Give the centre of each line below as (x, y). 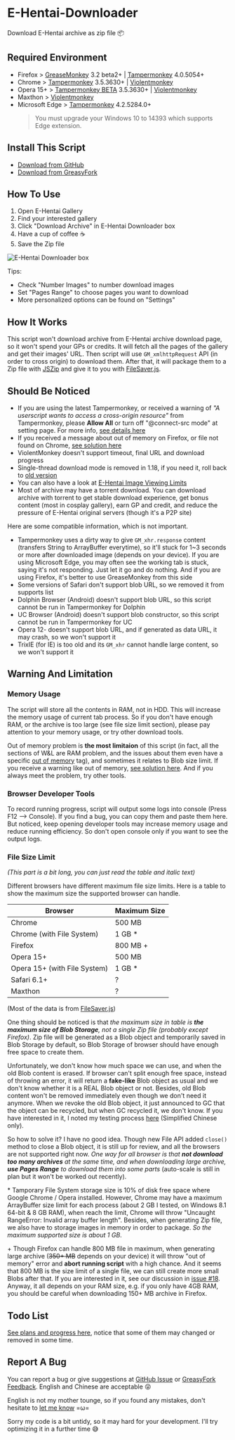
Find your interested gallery (57, 219)
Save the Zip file (41, 244)
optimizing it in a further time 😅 (53, 1429)
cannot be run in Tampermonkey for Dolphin (81, 607)
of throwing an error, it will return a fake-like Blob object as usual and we (113, 1081)
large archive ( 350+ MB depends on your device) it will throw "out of (106, 1256)
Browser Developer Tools (51, 794)
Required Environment (57, 58)
